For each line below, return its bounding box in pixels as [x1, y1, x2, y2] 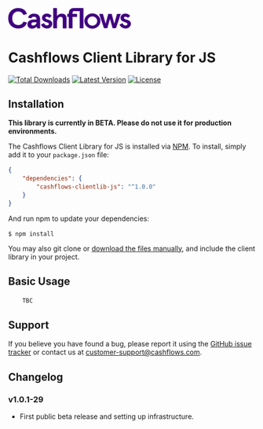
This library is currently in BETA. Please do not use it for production [8, 118, 232, 128]
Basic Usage [8, 275, 71, 288]
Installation [8, 97, 64, 111]
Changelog [8, 370, 64, 383]
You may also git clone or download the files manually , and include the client [8, 244, 256, 253]
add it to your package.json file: [8, 150, 110, 159]
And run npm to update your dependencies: [8, 214, 150, 223]
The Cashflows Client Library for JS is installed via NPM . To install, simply [8, 141, 247, 152]
